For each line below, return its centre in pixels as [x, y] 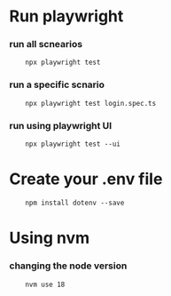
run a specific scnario [57, 84]
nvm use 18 [45, 284]
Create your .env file [86, 179]
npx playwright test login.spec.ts [91, 103]
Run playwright [66, 16]
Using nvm [50, 238]
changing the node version [68, 266]
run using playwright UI [61, 125]
